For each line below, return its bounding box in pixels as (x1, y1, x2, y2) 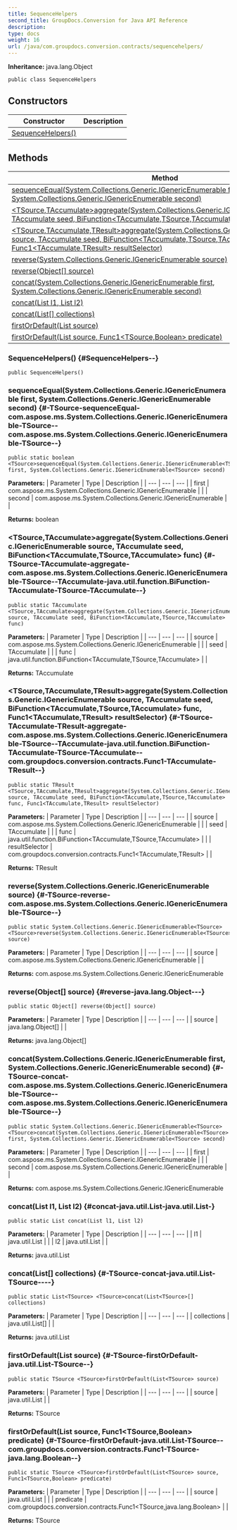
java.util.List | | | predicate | (8, 1495, 87, 1503)
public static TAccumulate (8, 601, 87, 608)
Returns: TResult (8, 863, 58, 871)
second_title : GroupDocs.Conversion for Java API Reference (8, 17, 188, 24)
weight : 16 (8, 37, 40, 44)
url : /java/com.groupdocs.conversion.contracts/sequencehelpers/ (8, 43, 203, 50)
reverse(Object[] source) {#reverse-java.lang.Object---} (8, 987, 205, 997)
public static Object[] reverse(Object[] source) (8, 1003, 157, 1010)
